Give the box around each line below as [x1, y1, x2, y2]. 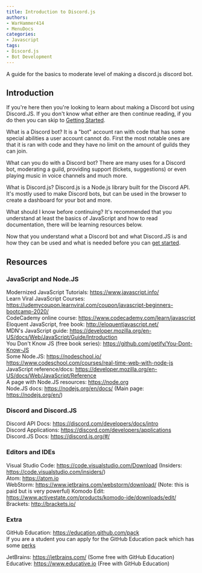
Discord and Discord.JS [6, 406, 77, 415]
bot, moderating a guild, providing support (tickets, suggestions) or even [6, 165, 187, 173]
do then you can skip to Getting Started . [6, 117, 106, 124]
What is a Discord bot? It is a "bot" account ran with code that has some [6, 128, 186, 136]
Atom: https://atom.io [6, 475, 59, 482]
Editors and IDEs [6, 448, 55, 456]
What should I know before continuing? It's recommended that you [6, 208, 172, 216]
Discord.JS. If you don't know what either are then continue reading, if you [6, 110, 192, 118]
